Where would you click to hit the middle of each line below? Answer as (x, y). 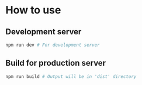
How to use (33, 10)
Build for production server (56, 63)
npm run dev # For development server (53, 45)
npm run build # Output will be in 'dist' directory (71, 76)
